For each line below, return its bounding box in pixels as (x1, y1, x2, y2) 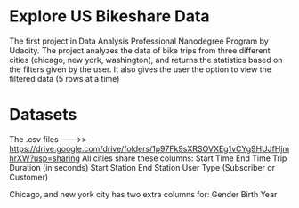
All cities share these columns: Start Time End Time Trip (81, 153, 287, 164)
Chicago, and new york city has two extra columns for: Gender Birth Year (9, 188, 278, 199)
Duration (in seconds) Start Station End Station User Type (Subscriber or (9, 162, 276, 172)
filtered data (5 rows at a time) (9, 73, 120, 84)
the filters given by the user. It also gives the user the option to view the (9, 64, 271, 75)
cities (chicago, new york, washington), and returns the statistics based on (9, 54, 283, 65)
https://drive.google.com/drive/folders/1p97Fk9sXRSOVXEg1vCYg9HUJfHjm (9, 143, 290, 154)
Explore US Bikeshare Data (9, 6, 211, 27)
